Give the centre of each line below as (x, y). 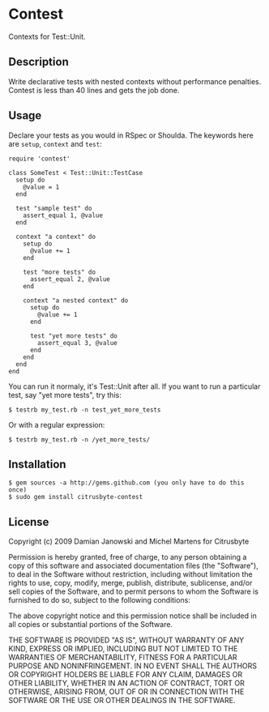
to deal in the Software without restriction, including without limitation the (130, 574)
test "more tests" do (59, 272)
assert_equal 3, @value (77, 343)
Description (38, 62)
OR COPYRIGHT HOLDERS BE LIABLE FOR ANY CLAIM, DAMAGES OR (126, 675)
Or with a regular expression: (57, 424)
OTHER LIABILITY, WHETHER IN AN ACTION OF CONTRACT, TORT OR (126, 683)
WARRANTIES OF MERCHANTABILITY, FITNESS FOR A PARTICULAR (123, 658)
